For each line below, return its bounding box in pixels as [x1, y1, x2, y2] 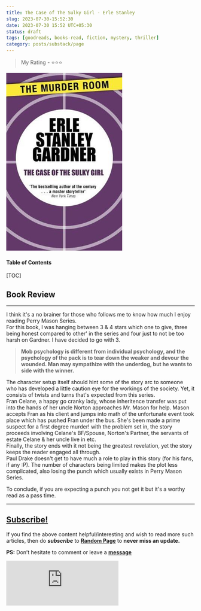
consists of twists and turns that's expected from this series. [6, 391, 156, 399]
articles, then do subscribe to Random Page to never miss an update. [6, 537, 181, 544]
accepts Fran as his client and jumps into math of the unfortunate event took [6, 411, 194, 418]
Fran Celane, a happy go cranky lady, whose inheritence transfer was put [6, 398, 187, 405]
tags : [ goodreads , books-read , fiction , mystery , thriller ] [6, 35, 160, 41]
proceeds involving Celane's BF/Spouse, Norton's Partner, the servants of [6, 430, 188, 437]
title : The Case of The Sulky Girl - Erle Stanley [6, 10, 135, 16]
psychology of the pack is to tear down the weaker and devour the [20, 354, 190, 361]
